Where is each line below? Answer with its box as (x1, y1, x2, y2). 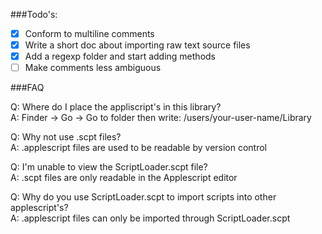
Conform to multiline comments (24, 28, 155, 39)
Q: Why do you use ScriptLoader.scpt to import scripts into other (10, 191, 277, 203)
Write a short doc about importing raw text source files (24, 39, 251, 51)
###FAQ (10, 82, 45, 94)
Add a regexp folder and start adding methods (24, 50, 216, 63)
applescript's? (10, 202, 69, 214)
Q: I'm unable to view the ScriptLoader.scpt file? (10, 161, 208, 173)
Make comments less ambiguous (24, 62, 162, 74)
